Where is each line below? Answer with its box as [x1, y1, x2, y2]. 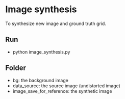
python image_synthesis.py [12, 48, 70, 55]
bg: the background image [12, 77, 69, 83]
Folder [5, 64, 27, 72]
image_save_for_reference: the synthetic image [12, 88, 112, 94]
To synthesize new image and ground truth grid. [5, 20, 106, 27]
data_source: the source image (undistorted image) [12, 83, 121, 89]
